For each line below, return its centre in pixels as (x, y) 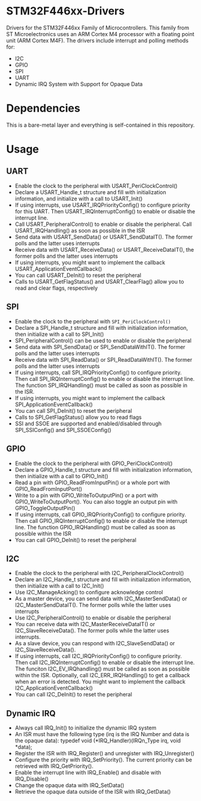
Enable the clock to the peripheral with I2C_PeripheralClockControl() (99, 573)
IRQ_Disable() (32, 779)
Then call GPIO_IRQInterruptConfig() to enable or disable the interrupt (101, 520)
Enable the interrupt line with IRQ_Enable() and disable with (88, 773)
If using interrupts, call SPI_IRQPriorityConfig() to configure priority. (98, 372)
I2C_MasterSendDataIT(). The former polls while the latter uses (93, 605)
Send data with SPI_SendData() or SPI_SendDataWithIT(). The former (100, 347)
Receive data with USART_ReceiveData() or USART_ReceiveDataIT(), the (104, 249)
